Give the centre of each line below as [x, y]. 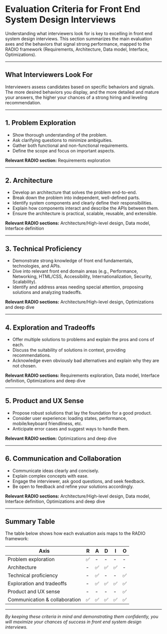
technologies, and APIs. [37, 266]
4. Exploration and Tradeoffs [50, 327]
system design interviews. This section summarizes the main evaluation [79, 39]
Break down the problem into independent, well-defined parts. [76, 198]
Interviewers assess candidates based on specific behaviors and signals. [80, 87]
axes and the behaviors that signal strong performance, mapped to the [78, 44]
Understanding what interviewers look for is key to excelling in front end [79, 33]
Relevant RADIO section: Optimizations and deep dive [61, 438]
